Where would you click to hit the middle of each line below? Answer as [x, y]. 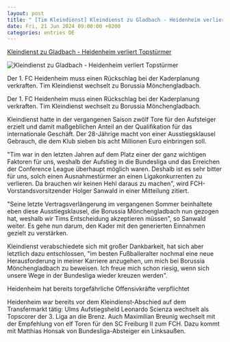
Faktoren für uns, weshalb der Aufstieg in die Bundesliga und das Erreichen [114, 162]
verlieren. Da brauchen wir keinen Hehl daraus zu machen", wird [98, 184]
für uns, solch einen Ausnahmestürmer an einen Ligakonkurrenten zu [105, 176]
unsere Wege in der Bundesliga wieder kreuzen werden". [87, 276]
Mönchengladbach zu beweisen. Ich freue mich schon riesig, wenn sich [108, 268]
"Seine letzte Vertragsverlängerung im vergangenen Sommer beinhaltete [110, 204]
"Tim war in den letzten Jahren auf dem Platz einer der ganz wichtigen [107, 155]
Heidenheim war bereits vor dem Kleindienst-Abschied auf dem [97, 302]
